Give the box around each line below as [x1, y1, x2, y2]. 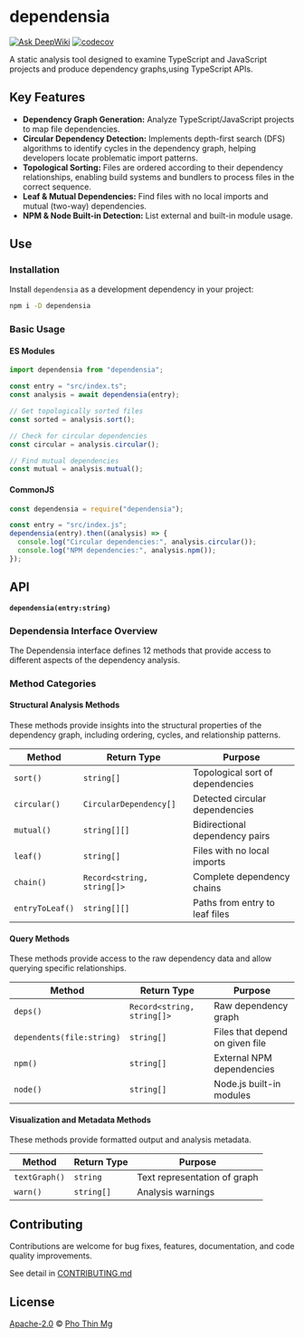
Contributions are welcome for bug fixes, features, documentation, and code [9, 1241, 295, 1252]
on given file [214, 1037, 267, 1050]
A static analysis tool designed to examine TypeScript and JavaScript [9, 53, 268, 64]
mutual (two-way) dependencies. [22, 200, 147, 211]
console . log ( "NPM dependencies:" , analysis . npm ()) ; [17, 546, 217, 555]
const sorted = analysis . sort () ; [9, 415, 136, 424]
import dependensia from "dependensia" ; [9, 365, 165, 375]
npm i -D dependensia [9, 302, 91, 311]
